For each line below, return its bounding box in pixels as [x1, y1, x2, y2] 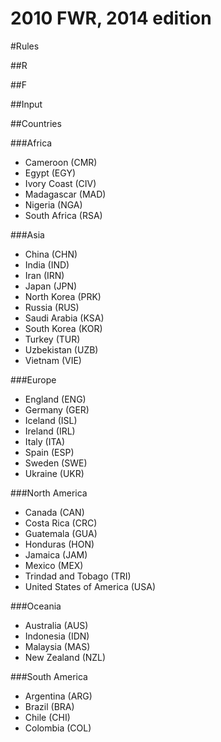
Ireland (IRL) [24, 425, 76, 437]
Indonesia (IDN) [24, 630, 90, 642]
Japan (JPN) [24, 280, 78, 292]
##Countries [10, 117, 62, 129]
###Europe [10, 373, 57, 386]
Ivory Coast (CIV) [24, 177, 97, 189]
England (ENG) [24, 393, 87, 405]
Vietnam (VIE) [24, 354, 82, 366]
